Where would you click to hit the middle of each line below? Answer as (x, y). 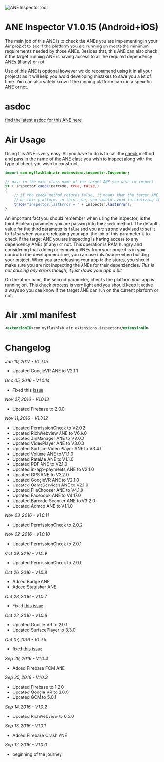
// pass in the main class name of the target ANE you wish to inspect (79, 182)
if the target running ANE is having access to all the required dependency (79, 56)
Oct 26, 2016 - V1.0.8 (26, 572)
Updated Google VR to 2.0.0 (41, 692)
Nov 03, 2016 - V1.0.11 (27, 515)
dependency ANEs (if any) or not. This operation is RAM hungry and (73, 244)
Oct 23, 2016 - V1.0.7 (26, 596)
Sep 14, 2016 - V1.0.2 (26, 707)
